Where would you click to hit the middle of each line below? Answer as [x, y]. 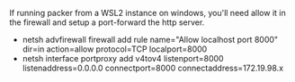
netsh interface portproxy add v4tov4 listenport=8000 [123, 58]
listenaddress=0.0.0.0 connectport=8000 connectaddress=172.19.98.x [153, 68]
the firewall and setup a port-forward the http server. [107, 22]
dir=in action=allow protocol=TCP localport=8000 [115, 49]
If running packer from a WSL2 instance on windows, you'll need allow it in [147, 13]
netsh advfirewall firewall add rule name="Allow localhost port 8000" [150, 40]
